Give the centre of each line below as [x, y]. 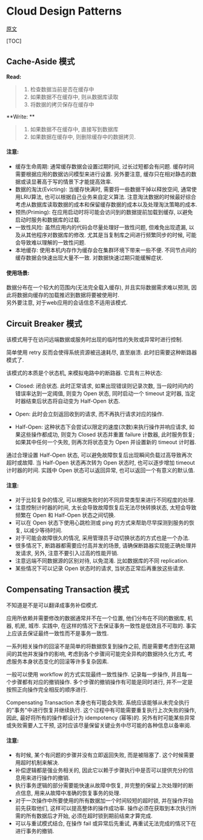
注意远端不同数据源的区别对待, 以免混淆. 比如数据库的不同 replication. [102, 561]
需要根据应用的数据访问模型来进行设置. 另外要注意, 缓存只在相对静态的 [103, 174]
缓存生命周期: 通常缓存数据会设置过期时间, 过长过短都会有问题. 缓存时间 [105, 166]
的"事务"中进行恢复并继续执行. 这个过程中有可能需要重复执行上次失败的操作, [101, 710]
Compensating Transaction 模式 [68, 589]
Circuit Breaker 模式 [44, 324]
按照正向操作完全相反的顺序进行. [47, 689]
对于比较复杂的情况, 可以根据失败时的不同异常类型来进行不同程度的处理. [105, 500]
